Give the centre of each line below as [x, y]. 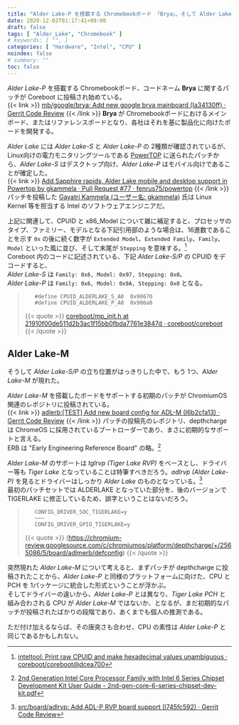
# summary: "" [28, 60]
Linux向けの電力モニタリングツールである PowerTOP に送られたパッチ [110, 155]
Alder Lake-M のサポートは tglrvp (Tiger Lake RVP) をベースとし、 [105, 463]
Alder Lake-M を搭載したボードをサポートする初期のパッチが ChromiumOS [117, 396]
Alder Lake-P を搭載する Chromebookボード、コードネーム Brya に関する [115, 88]
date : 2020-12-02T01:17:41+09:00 [57, 21]
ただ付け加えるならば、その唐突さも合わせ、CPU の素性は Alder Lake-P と [117, 627]
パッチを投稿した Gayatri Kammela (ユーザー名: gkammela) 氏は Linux [110, 197]
